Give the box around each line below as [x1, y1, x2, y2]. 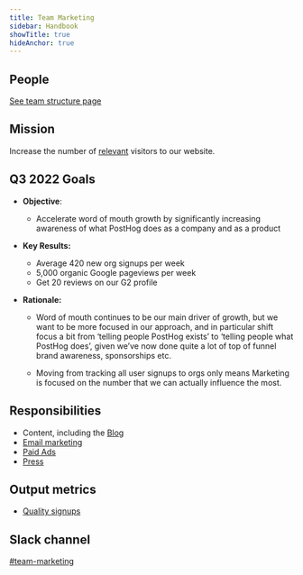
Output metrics [9, 481, 96, 497]
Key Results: [22, 240, 71, 251]
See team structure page [9, 96, 102, 106]
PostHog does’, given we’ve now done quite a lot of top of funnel [35, 340, 277, 351]
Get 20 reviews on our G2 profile [35, 277, 158, 287]
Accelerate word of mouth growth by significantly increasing [35, 213, 262, 224]
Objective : [22, 196, 63, 206]
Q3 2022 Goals [9, 172, 96, 187]
